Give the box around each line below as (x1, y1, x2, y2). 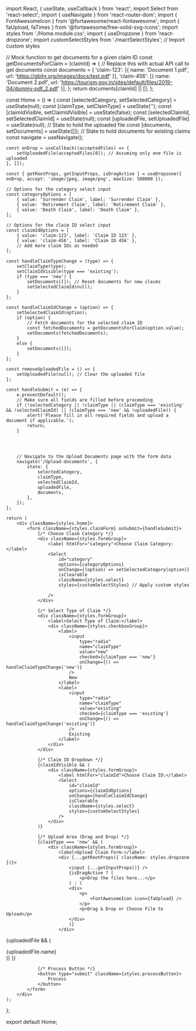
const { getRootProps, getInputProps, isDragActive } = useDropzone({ (6, 171, 182, 177)
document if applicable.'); (6, 418, 75, 424)
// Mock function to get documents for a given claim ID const (6, 54, 153, 61)
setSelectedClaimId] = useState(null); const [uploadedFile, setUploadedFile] (6, 115, 190, 122)
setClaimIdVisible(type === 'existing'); (16, 268, 119, 274)
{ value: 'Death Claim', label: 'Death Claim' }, (16, 207, 140, 213)
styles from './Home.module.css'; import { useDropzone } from (6, 30, 157, 37)
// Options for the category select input (6, 186, 111, 192)
